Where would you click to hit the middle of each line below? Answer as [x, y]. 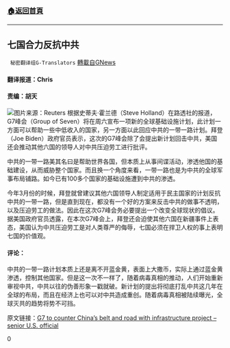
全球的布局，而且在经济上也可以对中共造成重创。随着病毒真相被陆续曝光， [112, 295]
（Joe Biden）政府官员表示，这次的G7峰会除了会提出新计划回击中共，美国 [112, 138]
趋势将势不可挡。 [55, 304]
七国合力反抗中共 [43, 45]
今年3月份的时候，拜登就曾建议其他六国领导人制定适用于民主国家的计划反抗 [114, 193]
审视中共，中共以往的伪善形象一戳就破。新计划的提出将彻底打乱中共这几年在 [115, 286]
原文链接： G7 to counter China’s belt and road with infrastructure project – [112, 318]
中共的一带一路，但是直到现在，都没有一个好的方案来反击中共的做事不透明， [115, 201]
